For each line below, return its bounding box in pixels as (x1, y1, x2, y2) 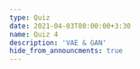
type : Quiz (9, 13, 51, 22)
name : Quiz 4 (9, 30, 59, 39)
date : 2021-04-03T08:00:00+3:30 (9, 22, 131, 30)
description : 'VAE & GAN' (9, 38, 107, 47)
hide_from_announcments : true (9, 47, 124, 56)
